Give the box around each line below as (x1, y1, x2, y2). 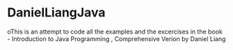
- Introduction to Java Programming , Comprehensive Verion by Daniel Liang (7, 34, 226, 42)
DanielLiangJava (7, 5, 106, 21)
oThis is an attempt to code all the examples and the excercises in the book (7, 27, 223, 36)
